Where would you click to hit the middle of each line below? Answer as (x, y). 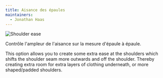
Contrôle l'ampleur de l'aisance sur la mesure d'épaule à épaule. (73, 44)
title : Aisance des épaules (35, 10)
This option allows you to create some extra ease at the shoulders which (82, 54)
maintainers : (19, 15)
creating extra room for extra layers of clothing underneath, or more (77, 65)
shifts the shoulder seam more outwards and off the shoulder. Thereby (80, 59)
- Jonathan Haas (27, 19)
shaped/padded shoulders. (34, 70)
